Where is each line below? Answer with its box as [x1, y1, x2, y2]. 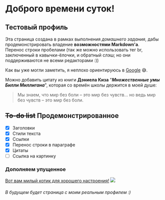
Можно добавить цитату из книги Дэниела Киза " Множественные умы [5, 77, 160, 82]
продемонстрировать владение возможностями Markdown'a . [5, 41, 140, 47]
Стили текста [12, 130, 41, 136]
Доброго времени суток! [5, 3, 115, 14]
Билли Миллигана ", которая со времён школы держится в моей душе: [5, 82, 157, 88]
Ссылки [12, 136, 29, 142]
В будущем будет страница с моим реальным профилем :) [5, 189, 131, 195]
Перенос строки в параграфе [12, 142, 76, 147]
